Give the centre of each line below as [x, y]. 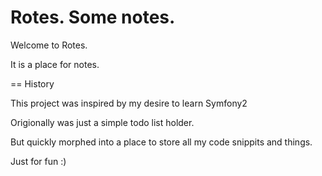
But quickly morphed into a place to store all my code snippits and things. [161, 142]
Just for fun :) [38, 161]
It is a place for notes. [55, 64]
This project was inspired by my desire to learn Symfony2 [129, 103]
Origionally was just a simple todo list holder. [102, 122]
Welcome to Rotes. [49, 45]
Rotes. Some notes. [93, 17]
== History [32, 83]
